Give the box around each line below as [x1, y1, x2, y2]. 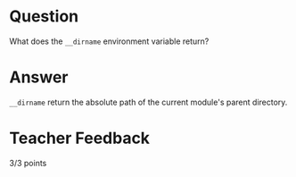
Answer [9, 67, 69, 88]
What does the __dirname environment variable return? [9, 36, 210, 46]
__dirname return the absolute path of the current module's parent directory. [9, 97, 288, 107]
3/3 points [9, 157, 47, 168]
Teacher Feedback [9, 128, 150, 148]
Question [9, 6, 78, 27]
